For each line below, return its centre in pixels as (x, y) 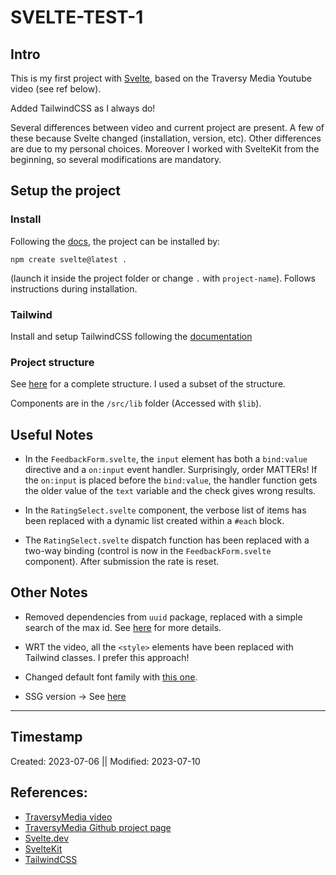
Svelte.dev (47, 838)
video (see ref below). (56, 89)
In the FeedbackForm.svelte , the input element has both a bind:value (166, 459)
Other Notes (49, 592)
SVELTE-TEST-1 (77, 17)
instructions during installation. (74, 288)
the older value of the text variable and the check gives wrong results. (170, 491)
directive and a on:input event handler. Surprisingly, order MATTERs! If (171, 470)
